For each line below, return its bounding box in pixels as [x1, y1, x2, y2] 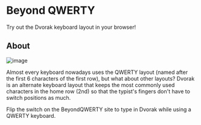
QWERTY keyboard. [6, 112, 56, 119]
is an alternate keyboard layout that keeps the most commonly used [6, 81, 175, 88]
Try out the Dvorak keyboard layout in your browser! [6, 23, 136, 31]
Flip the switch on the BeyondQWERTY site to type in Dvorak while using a [6, 106, 191, 113]
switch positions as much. [6, 94, 71, 101]
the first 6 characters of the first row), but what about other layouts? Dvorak [6, 75, 195, 82]
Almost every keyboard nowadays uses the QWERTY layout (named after [6, 69, 188, 76]
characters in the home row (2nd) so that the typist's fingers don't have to [6, 88, 190, 95]
